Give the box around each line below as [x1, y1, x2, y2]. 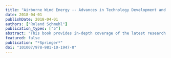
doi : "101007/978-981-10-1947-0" [5, 45, 77, 50]
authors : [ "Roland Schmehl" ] [5, 21, 68, 27]
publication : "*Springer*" [5, 40, 63, 45]
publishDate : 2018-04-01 [5, 17, 58, 22]
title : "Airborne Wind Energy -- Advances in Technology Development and [5, 7, 166, 13]
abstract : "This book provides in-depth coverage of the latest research [5, 31, 166, 36]
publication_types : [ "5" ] [5, 26, 60, 31]
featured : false [5, 36, 40, 41]
